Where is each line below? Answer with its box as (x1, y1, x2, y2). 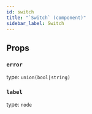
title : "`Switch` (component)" (6, 15, 86, 21)
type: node (6, 101, 33, 109)
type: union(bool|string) (6, 74, 71, 81)
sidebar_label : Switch (6, 20, 64, 26)
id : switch (6, 9, 34, 15)
